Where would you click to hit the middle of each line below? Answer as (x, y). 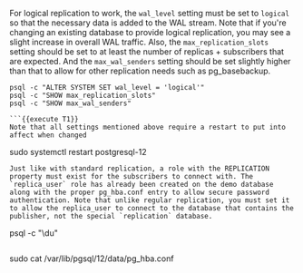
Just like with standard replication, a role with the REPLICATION (140, 169)
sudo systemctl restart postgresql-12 (78, 152)
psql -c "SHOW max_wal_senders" (70, 103)
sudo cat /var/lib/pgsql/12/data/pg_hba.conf (92, 258)
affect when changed (49, 135)
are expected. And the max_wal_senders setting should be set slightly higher (150, 61)
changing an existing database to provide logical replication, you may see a (150, 32)
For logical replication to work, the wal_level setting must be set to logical (150, 13)
